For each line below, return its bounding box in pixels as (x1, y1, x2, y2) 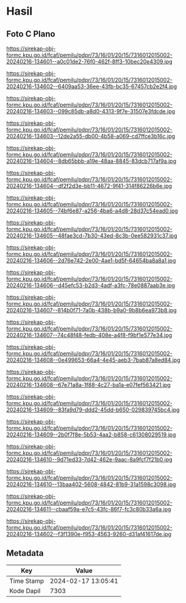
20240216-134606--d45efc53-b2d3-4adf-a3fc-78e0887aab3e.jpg (6, 282, 176, 289)
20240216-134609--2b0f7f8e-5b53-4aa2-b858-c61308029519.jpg (6, 431, 176, 438)
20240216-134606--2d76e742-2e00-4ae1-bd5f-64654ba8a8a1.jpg (6, 257, 176, 264)
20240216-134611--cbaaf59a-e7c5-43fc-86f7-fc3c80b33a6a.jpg (6, 506, 171, 512)
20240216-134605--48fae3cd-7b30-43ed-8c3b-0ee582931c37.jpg (6, 232, 177, 239)
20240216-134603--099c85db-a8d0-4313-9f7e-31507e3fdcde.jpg (6, 108, 176, 114)
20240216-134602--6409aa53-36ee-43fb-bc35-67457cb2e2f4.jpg (6, 83, 177, 90)
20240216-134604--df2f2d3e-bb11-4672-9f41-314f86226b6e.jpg (6, 182, 173, 189)
